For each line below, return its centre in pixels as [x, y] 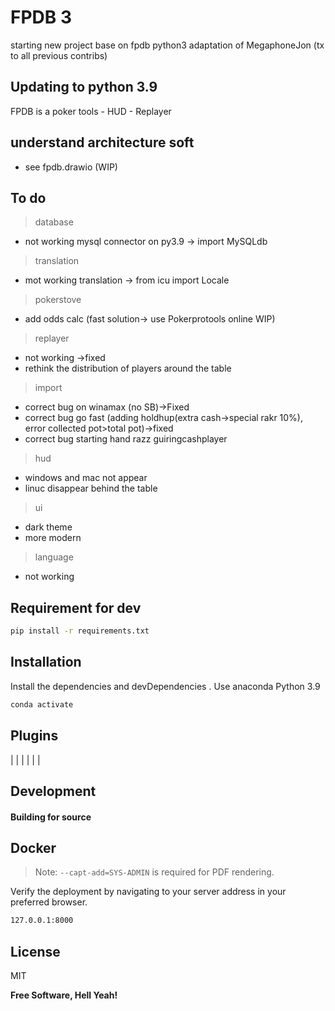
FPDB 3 [41, 17]
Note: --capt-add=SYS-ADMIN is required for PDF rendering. [154, 872]
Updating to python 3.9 [84, 87]
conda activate [42, 704]
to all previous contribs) [59, 55]
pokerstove [58, 300]
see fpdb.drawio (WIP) [71, 167]
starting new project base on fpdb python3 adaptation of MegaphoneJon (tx [167, 45]
